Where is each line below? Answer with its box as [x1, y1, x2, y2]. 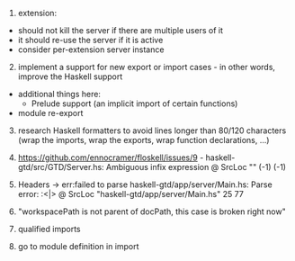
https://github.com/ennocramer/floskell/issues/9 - [17, 152, 204, 163]
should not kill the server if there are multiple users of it [17, 25, 223, 35]
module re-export [17, 108, 84, 118]
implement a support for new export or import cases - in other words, [17, 62, 276, 72]
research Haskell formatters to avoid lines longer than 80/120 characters [17, 125, 287, 136]
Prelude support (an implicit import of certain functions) [31, 98, 238, 109]
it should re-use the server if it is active [17, 35, 164, 45]
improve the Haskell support [17, 71, 123, 82]
